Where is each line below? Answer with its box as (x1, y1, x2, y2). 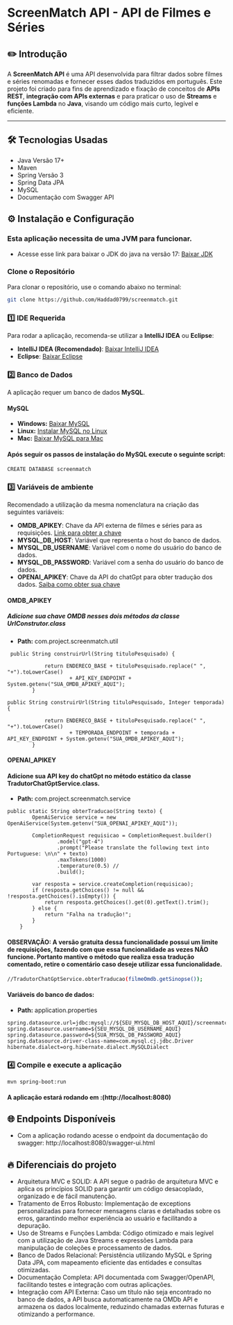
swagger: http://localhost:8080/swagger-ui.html (17, 1139, 155, 1147)
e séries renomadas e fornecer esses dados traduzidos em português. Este (7, 78, 223, 85)
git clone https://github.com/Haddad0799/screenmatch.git (7, 296, 178, 303)
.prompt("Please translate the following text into (56, 844, 209, 851)
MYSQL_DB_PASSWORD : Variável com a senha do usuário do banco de (17, 558, 224, 566)
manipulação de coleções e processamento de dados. (17, 1244, 173, 1252)
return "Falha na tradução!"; (44, 911, 132, 918)
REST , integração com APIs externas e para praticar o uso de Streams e (7, 92, 217, 100)
